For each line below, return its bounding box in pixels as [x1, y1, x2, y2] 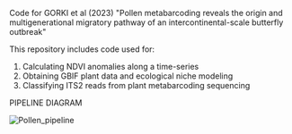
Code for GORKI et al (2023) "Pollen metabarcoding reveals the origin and [9, 8, 283, 18]
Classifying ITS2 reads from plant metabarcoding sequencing [22, 80, 251, 90]
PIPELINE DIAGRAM [9, 97, 83, 108]
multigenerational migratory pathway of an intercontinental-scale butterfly [9, 17, 284, 28]
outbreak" [9, 27, 47, 37]
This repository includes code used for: [9, 44, 155, 54]
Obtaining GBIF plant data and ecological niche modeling [22, 71, 234, 81]
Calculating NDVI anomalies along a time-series [22, 62, 199, 71]
